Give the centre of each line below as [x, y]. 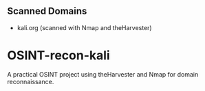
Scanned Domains [47, 11]
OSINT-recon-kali [58, 55]
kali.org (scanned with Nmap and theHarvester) [85, 27]
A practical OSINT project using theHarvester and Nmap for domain [103, 74]
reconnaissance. [31, 81]
